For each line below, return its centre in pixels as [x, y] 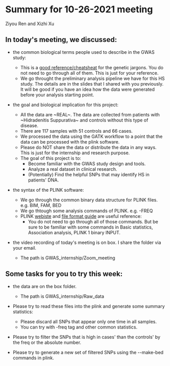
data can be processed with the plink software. [70, 141]
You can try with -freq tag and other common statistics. [79, 327]
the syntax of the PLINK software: [48, 190]
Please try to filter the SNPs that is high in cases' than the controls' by [86, 337]
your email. [25, 248]
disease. [29, 125]
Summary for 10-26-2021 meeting [79, 9]
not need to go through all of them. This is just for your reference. [89, 73]
